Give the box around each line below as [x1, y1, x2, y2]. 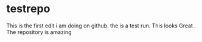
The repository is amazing [6, 28, 72, 35]
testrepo [6, 2, 50, 16]
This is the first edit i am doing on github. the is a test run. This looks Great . [6, 22, 197, 29]
